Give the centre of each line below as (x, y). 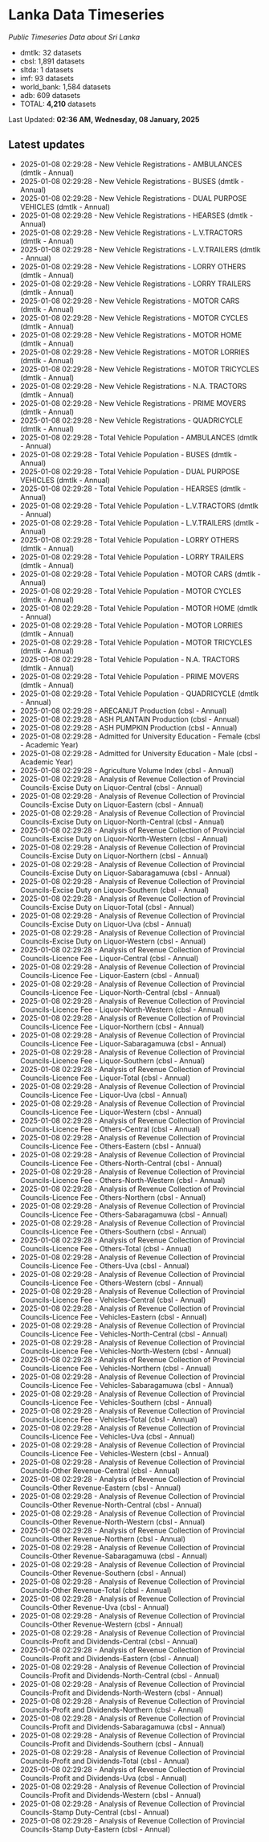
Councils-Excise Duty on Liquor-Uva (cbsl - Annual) (106, 924)
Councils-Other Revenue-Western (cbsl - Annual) (101, 1624)
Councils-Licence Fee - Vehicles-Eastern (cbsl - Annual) (113, 1316)
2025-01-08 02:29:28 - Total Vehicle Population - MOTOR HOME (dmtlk (139, 608)
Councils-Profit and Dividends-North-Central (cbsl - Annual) (120, 1675)
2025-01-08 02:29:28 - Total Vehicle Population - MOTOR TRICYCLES (136, 642)
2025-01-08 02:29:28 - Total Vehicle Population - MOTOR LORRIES (131, 625)
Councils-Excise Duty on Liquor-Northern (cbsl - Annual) (114, 856)
